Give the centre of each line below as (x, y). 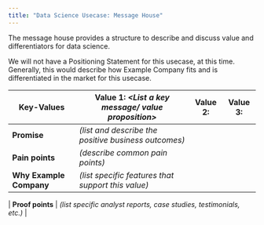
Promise (28, 135)
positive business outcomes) (132, 140)
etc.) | (18, 212)
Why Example (38, 175)
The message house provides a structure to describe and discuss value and (131, 38)
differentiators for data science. (59, 46)
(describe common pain (123, 152)
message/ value (132, 107)
